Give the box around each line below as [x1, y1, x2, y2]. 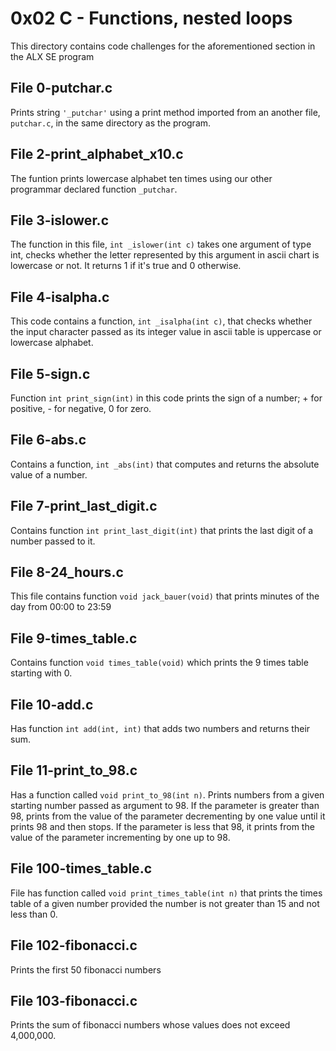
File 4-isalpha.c [10, 288, 110, 306]
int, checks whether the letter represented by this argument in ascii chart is [10, 249, 320, 261]
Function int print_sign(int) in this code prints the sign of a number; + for [10, 392, 323, 404]
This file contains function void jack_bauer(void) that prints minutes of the [10, 590, 320, 602]
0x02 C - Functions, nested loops [10, 7, 293, 30]
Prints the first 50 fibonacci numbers [10, 963, 162, 976]
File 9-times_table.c [10, 630, 138, 647]
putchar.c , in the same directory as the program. [10, 117, 212, 129]
